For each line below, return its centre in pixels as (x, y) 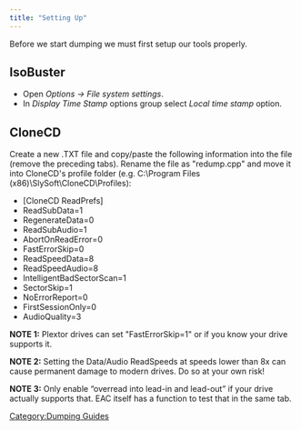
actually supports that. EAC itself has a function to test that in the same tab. (151, 399)
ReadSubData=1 (53, 211)
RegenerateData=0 (58, 220)
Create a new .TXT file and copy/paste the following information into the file (151, 155)
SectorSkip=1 (47, 288)
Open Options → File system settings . (93, 94)
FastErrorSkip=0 (53, 249)
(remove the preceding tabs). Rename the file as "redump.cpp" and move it (150, 164)
